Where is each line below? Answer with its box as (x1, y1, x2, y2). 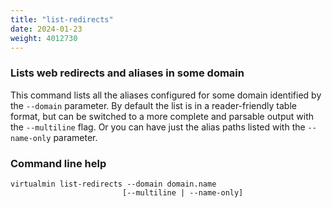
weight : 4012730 (10, 33, 78, 43)
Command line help (10, 156, 107, 170)
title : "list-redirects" (10, 14, 114, 25)
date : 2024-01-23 (10, 24, 83, 34)
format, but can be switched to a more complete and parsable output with (10, 110, 315, 122)
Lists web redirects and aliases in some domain (10, 66, 245, 80)
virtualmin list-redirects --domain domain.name (10, 179, 217, 189)
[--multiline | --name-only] (121, 187, 244, 198)
